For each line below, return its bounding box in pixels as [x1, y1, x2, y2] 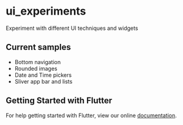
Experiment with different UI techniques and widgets [6, 24, 138, 32]
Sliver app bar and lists [14, 77, 73, 85]
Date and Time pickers [14, 71, 72, 79]
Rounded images [14, 65, 58, 72]
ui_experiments [6, 4, 86, 18]
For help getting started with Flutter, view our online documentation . [6, 112, 177, 119]
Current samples [6, 42, 71, 52]
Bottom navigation [14, 58, 61, 65]
